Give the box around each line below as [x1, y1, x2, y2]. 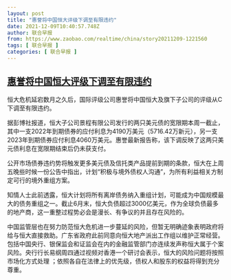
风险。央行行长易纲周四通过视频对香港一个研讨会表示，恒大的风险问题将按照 [7, 248, 224, 257]
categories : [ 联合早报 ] [7, 49, 78, 56]
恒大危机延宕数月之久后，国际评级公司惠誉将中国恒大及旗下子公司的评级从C [7, 95, 223, 103]
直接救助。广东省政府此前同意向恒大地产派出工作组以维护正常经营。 [30, 231, 224, 239]
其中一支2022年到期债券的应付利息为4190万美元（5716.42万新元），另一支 [7, 127, 218, 135]
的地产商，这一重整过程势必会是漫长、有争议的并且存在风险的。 [7, 208, 188, 216]
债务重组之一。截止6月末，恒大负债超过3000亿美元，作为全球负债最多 [19, 199, 219, 207]
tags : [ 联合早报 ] [7, 42, 59, 49]
